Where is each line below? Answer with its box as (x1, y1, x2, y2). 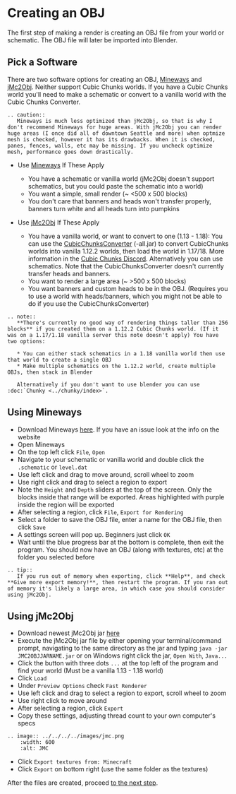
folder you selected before (17, 552, 95, 561)
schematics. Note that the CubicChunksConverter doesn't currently (27, 261, 224, 270)
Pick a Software (7, 57, 77, 69)
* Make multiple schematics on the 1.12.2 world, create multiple (16, 362, 216, 369)
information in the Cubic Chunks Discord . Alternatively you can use (27, 254, 223, 263)
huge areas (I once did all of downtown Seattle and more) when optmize (7, 129, 225, 137)
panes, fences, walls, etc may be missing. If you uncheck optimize (7, 142, 213, 149)
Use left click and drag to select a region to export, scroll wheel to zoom (17, 689, 227, 697)
